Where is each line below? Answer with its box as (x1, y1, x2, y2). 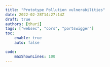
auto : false (14, 40, 40, 45)
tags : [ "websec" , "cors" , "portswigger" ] (5, 26, 94, 31)
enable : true (14, 36, 42, 41)
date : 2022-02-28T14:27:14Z (5, 12, 65, 17)
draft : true (5, 17, 30, 22)
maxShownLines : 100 (14, 54, 56, 59)
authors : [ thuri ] (5, 21, 42, 27)
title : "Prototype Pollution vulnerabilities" (5, 7, 105, 13)
